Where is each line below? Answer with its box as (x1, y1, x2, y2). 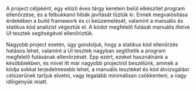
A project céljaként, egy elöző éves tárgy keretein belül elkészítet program (6, 5, 185, 12)
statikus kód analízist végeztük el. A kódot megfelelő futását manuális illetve (6, 23, 190, 30)
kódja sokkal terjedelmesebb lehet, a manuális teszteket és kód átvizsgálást (6, 66, 190, 72)
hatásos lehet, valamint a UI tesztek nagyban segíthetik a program (6, 47, 166, 54)
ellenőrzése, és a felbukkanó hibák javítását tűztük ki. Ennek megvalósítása (6, 11, 188, 18)
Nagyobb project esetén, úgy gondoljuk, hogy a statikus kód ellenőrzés (6, 41, 178, 48)
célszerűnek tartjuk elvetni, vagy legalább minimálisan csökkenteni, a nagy (6, 72, 187, 79)
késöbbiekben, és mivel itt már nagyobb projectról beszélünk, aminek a (6, 60, 178, 66)
